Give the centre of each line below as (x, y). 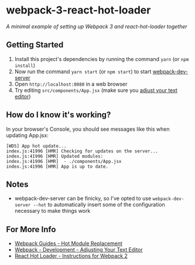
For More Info (31, 229)
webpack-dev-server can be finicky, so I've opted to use (83, 198)
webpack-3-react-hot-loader (78, 10)
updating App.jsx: (27, 135)
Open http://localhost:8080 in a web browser (71, 84)
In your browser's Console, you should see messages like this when (88, 129)
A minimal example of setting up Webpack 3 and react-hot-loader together (97, 26)
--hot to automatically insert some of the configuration (99, 205)
